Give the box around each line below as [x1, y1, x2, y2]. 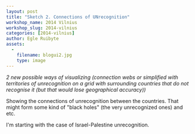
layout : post [6, 8, 38, 15]
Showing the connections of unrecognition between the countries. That [6, 97, 179, 104]
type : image [16, 57, 46, 63]
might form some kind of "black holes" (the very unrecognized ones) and [6, 104, 183, 111]
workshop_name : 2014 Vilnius [6, 19, 78, 25]
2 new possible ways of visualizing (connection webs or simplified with [6, 74, 179, 81]
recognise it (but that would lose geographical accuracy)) [6, 86, 146, 93]
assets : [6, 42, 25, 47]
